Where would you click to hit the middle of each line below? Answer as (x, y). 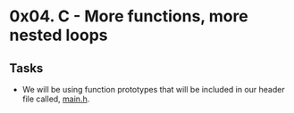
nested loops (59, 35)
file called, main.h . (56, 99)
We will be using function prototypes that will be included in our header (153, 89)
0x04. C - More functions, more (129, 16)
